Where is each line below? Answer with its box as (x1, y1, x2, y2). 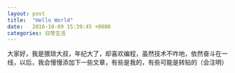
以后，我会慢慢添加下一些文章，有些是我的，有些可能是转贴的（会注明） (19, 58, 228, 67)
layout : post (7, 10, 45, 17)
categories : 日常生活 (7, 29, 66, 37)
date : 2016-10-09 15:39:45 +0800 (7, 23, 111, 30)
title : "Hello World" (7, 17, 73, 24)
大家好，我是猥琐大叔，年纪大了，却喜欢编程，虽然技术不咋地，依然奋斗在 (7, 49, 222, 58)
